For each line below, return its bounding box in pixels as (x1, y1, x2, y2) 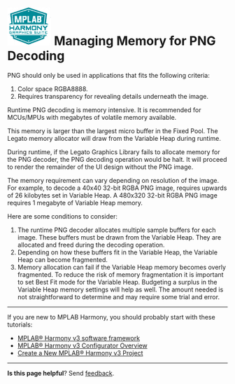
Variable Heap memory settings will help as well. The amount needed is (17, 285, 224, 294)
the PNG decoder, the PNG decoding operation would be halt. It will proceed (7, 155, 227, 163)
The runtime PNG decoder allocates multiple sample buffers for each (17, 226, 216, 234)
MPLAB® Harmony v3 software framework (17, 334, 141, 342)
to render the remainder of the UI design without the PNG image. (7, 163, 194, 171)
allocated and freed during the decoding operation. (17, 240, 165, 249)
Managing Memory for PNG (53, 33, 216, 49)
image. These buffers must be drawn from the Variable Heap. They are (17, 233, 222, 241)
